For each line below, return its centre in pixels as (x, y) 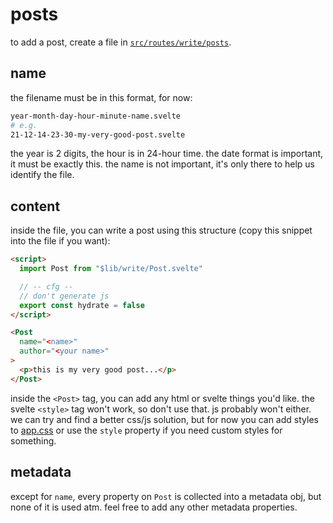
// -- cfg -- (46, 286)
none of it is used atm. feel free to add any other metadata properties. (154, 507)
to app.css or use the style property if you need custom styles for (146, 430)
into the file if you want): (60, 241)
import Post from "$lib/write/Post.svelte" (111, 269)
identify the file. (42, 175)
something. (33, 440)
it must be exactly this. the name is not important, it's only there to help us (162, 164)
